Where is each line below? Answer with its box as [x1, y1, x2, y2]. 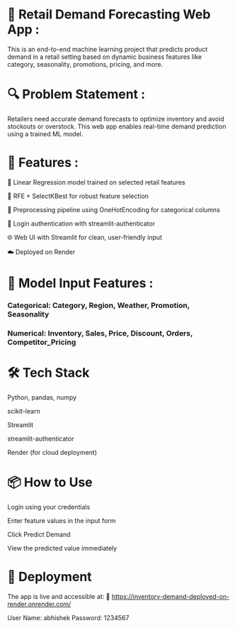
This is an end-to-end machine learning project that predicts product [7, 45, 208, 53]
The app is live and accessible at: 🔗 [7, 592, 111, 600]
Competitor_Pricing [7, 337, 76, 347]
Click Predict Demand [7, 530, 71, 539]
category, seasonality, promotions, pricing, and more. [7, 60, 163, 68]
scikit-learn [7, 407, 40, 415]
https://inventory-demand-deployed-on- [111, 592, 230, 600]
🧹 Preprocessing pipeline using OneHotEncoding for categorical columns [7, 205, 221, 214]
